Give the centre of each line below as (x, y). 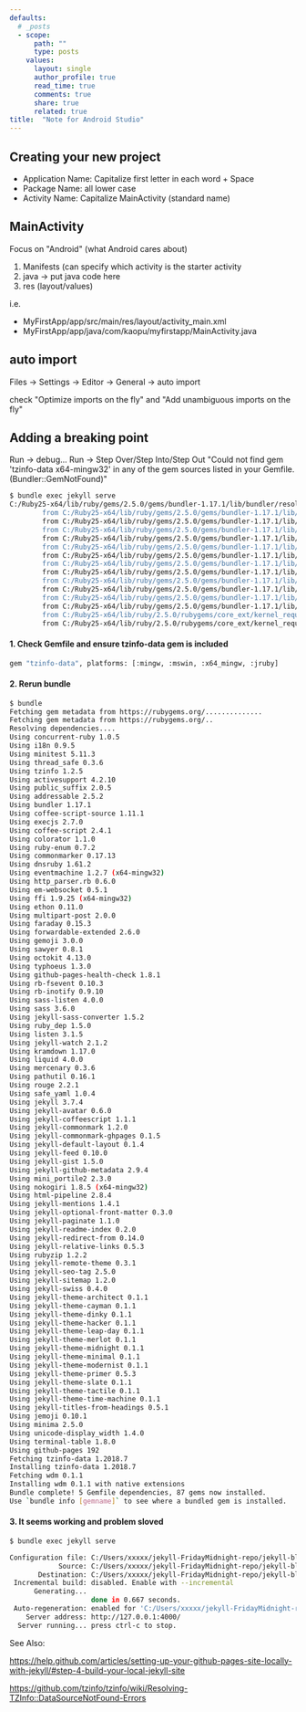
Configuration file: (49, 1558)
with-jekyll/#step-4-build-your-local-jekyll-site (97, 1670)
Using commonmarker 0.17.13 (63, 856)
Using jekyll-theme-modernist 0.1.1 (79, 1365)
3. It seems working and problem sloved (87, 1522)
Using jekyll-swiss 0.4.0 (58, 1289)
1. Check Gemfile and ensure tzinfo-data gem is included (119, 644)
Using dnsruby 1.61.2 (51, 865)
